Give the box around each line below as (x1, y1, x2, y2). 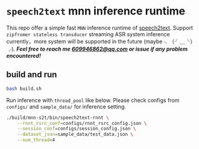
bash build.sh (6, 86, 42, 92)
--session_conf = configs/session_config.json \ (17, 125, 136, 132)
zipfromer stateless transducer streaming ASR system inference (6, 30, 170, 37)
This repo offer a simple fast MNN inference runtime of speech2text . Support (6, 24, 193, 31)
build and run (6, 69, 57, 80)
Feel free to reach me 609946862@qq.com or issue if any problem (16, 45, 188, 52)
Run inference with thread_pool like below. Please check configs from (6, 97, 180, 104)
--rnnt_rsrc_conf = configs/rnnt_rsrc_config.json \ (17, 120, 147, 126)
